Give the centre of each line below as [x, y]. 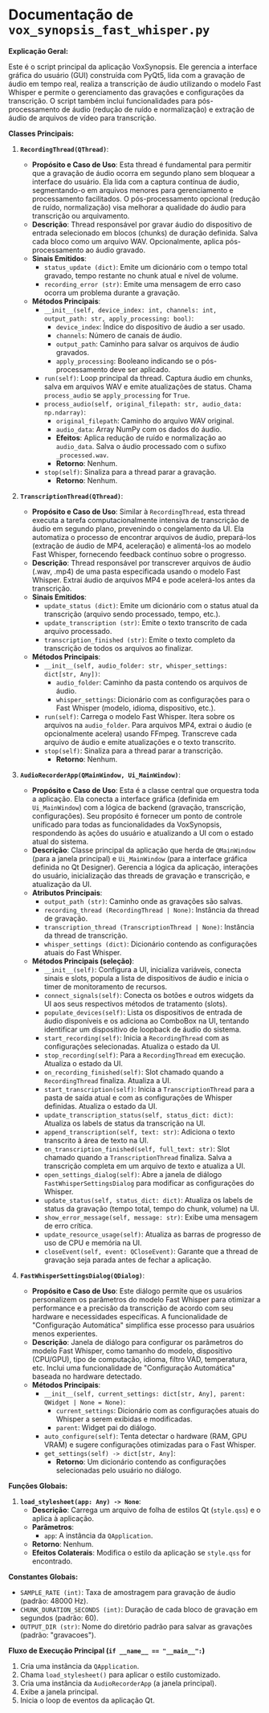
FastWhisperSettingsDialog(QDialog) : [82, 1275]
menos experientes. [65, 1333]
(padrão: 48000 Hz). [54, 1601]
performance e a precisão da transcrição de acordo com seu [132, 1308]
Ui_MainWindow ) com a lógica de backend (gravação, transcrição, [139, 807]
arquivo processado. [78, 631]
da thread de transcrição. [86, 935]
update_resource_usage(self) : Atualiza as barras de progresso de [153, 1234]
